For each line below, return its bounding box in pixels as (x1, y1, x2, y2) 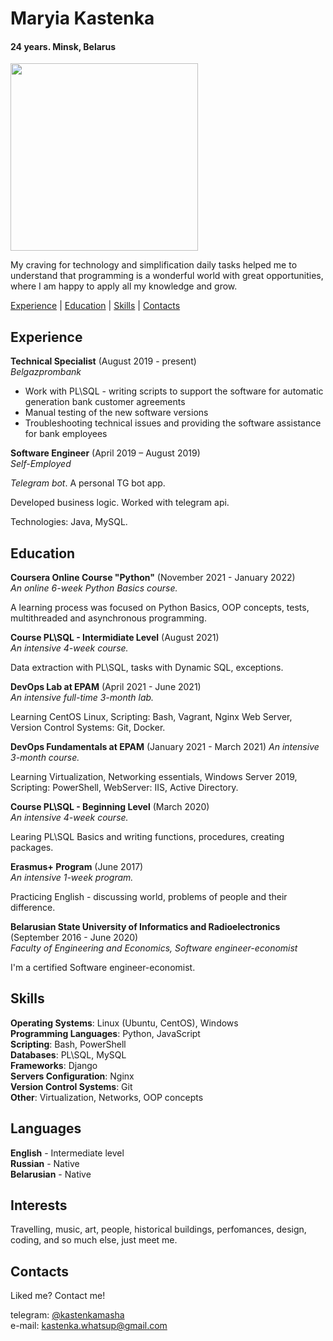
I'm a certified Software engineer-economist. (10, 962, 196, 974)
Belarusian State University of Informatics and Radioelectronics (10, 921, 281, 933)
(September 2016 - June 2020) (10, 932, 139, 944)
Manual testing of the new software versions (24, 407, 209, 419)
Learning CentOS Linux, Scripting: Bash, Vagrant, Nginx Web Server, (10, 711, 293, 723)
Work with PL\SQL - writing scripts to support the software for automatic (24, 385, 324, 397)
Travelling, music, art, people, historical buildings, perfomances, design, (10, 1223, 307, 1236)
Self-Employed (10, 458, 72, 470)
